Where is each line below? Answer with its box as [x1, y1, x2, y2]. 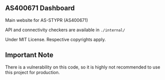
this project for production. [5, 69, 60, 75]
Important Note [5, 51, 54, 59]
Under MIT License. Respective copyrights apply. [5, 36, 106, 42]
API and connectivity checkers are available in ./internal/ [5, 27, 125, 33]
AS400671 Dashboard [5, 4, 75, 12]
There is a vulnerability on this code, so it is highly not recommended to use [5, 64, 161, 70]
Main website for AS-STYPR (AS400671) [5, 17, 88, 23]
